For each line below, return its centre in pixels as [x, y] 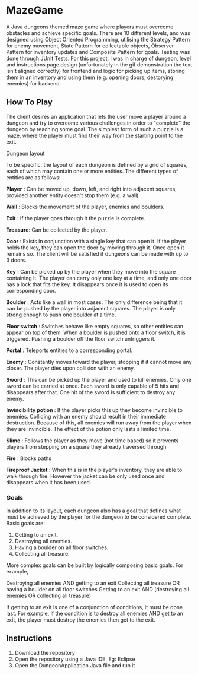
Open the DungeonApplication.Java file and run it [75, 665]
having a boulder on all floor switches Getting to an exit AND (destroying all [98, 590]
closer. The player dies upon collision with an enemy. [71, 368]
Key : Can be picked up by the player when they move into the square [91, 271]
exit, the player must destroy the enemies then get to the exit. [81, 620]
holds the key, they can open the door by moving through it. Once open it [95, 248]
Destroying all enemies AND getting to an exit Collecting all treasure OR [93, 583]
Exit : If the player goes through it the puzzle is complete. [76, 218]
